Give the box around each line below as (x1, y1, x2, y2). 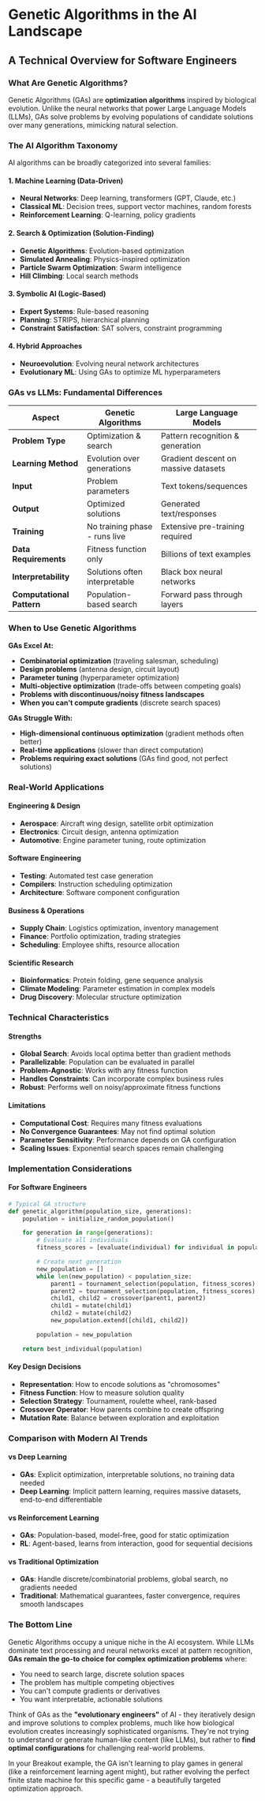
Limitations (8, 1101, 46, 1110)
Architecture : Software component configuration (19, 887, 180, 897)
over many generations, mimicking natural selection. (8, 120, 178, 129)
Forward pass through (160, 589, 243, 600)
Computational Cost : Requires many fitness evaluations (19, 1118, 203, 1128)
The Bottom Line (8, 1619, 73, 1630)
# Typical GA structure (8, 1200, 87, 1208)
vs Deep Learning (8, 1452, 67, 1462)
